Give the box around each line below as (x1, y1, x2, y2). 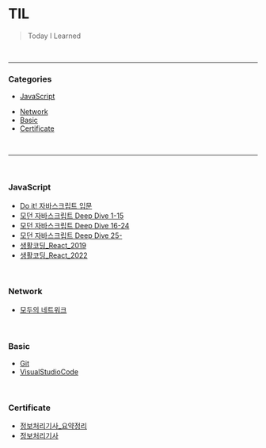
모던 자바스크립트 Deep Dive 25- (19, 231, 123, 240)
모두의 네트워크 (19, 304, 67, 314)
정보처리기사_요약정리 (19, 421, 87, 431)
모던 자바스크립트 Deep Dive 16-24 (19, 220, 130, 230)
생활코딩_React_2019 (19, 240, 87, 250)
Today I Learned (27, 31, 82, 40)
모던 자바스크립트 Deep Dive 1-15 (19, 211, 124, 220)
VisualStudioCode (19, 367, 79, 377)
